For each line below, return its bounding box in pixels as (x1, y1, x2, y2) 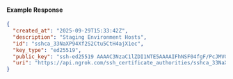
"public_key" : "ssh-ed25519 (13, 53, 95, 60)
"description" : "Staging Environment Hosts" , (13, 33, 147, 41)
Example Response (6, 6, 63, 14)
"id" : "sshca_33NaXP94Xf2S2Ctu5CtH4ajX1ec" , (13, 40, 144, 47)
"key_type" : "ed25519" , (13, 46, 81, 53)
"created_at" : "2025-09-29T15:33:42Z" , (13, 28, 129, 35)
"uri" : (13, 60, 32, 67)
